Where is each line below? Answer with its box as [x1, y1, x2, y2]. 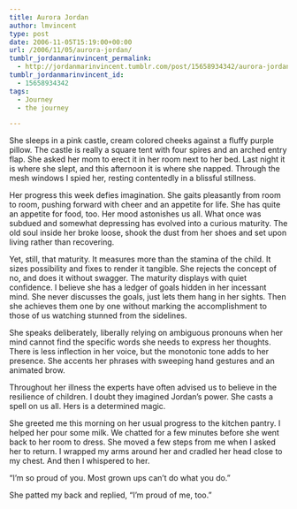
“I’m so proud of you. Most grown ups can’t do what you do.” [9, 473, 232, 483]
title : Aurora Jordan [9, 12, 89, 22]
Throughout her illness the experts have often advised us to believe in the [9, 382, 277, 393]
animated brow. [9, 365, 65, 376]
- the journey [17, 103, 69, 112]
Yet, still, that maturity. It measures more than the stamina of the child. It [9, 254, 271, 265]
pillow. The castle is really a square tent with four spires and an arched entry [9, 145, 287, 156]
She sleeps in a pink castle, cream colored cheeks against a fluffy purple [9, 135, 274, 146]
